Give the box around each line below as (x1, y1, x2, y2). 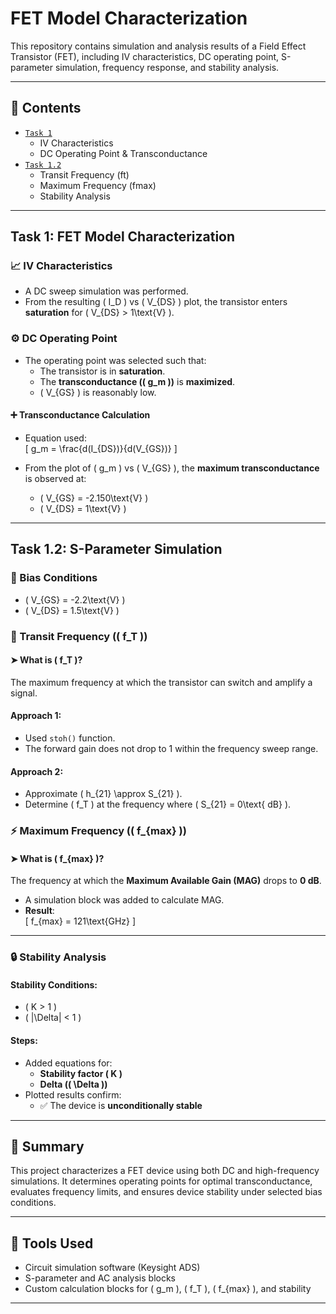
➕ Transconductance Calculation (10, 409, 151, 421)
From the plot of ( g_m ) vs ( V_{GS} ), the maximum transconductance (24, 462, 320, 474)
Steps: (10, 1035, 38, 1046)
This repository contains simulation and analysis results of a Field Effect (10, 40, 307, 52)
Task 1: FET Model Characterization (10, 228, 236, 246)
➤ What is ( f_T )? (10, 654, 83, 666)
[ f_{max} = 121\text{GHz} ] (24, 915, 137, 927)
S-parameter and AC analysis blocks (24, 1272, 177, 1284)
